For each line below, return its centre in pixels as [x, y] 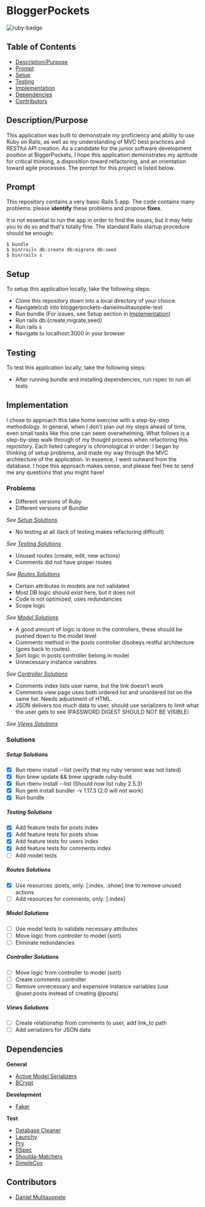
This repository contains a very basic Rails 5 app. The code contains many [101, 202]
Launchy [26, 1136]
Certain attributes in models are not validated [72, 586]
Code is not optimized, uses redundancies [68, 599]
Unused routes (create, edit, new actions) [68, 556]
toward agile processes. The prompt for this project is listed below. [91, 168]
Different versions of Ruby [48, 502]
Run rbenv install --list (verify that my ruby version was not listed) [98, 770]
